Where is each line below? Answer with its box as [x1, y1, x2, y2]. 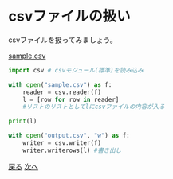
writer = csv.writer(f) [22, 139, 102, 147]
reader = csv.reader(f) [22, 88, 102, 96]
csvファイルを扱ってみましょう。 [8, 35, 117, 45]
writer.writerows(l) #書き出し [22, 146, 122, 154]
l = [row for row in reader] [22, 95, 120, 103]
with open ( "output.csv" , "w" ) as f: [8, 132, 130, 140]
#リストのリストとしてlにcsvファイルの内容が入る [22, 103, 165, 111]
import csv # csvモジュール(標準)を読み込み [8, 66, 144, 74]
